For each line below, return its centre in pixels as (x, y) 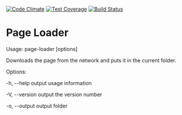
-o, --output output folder (37, 106)
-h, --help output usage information (49, 83)
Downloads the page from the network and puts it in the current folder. (91, 60)
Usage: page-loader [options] (42, 49)
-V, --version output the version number (54, 94)
